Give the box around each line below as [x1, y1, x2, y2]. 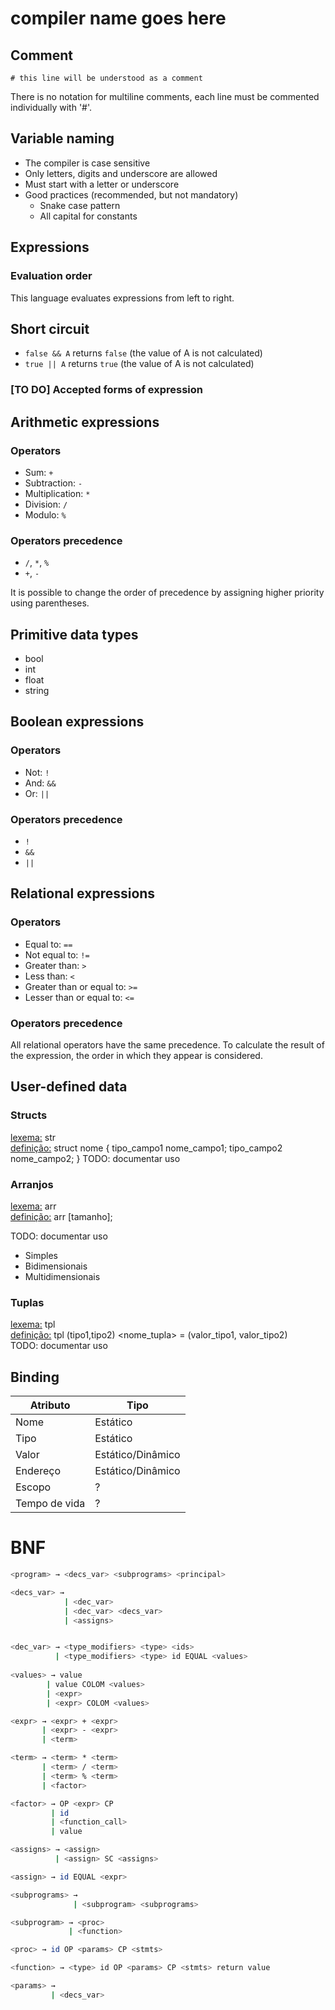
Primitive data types [10, 626, 139, 643]
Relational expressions [10, 885, 156, 902]
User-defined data [10, 1078, 128, 1096]
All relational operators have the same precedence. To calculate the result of [10, 1039, 325, 1051]
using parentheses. [10, 597, 90, 609]
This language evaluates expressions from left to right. [10, 292, 235, 304]
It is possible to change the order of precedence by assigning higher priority [10, 587, 325, 599]
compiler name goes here [10, 7, 227, 30]
